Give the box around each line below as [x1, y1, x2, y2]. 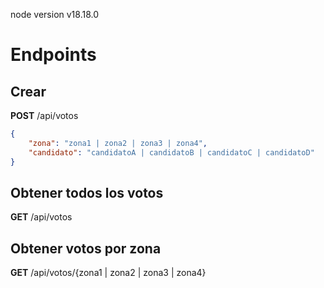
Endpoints [10, 44, 97, 66]
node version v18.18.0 [10, 9, 100, 20]
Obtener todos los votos [10, 184, 164, 201]
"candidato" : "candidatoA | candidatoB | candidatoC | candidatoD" [28, 147, 315, 158]
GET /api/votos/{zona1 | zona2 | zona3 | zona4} [10, 267, 207, 279]
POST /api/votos [10, 110, 79, 121]
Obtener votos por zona [10, 240, 162, 257]
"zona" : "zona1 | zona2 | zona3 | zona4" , [28, 138, 208, 148]
